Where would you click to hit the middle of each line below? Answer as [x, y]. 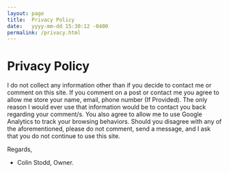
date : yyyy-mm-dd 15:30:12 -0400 [58, 26]
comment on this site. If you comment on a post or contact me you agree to [113, 92]
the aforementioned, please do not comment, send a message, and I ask [109, 129]
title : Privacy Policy [41, 20]
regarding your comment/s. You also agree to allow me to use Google [105, 114]
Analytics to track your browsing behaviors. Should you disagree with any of [114, 122]
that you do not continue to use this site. [64, 136]
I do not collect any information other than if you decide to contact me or [109, 85]
